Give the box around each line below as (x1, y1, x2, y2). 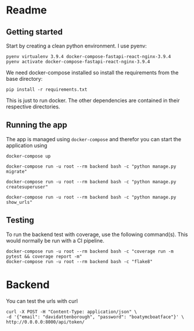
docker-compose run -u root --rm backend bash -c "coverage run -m (6, 248, 174, 254)
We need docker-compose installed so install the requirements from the (6, 69, 179, 76)
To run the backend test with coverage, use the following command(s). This (6, 231, 188, 238)
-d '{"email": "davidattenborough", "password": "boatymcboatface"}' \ (6, 314, 184, 320)
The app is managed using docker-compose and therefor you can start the (6, 135, 182, 142)
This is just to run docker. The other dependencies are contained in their (6, 97, 180, 104)
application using (6, 142, 48, 149)
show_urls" (6, 199, 33, 205)
